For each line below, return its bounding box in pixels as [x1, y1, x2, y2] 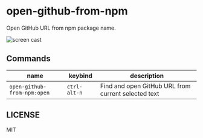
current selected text [100, 89, 159, 97]
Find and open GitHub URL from [100, 82, 191, 90]
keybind [68, 71, 92, 80]
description [129, 71, 164, 80]
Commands [6, 53, 51, 64]
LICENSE [6, 110, 40, 120]
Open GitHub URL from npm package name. [6, 24, 116, 31]
